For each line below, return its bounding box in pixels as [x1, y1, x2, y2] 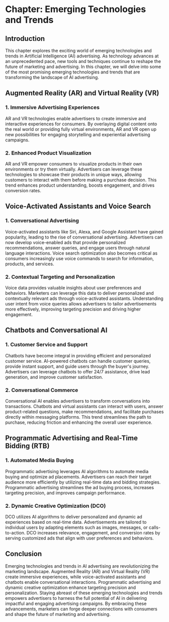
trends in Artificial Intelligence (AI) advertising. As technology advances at [5, 53, 159, 59]
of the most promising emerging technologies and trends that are [5, 69, 140, 75]
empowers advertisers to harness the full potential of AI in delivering [5, 595, 147, 601]
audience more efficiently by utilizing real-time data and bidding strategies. [5, 479, 161, 485]
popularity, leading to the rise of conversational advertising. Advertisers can [5, 234, 162, 240]
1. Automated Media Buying [5, 457, 74, 464]
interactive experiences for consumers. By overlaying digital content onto [5, 121, 157, 127]
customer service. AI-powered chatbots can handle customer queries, [5, 358, 151, 364]
